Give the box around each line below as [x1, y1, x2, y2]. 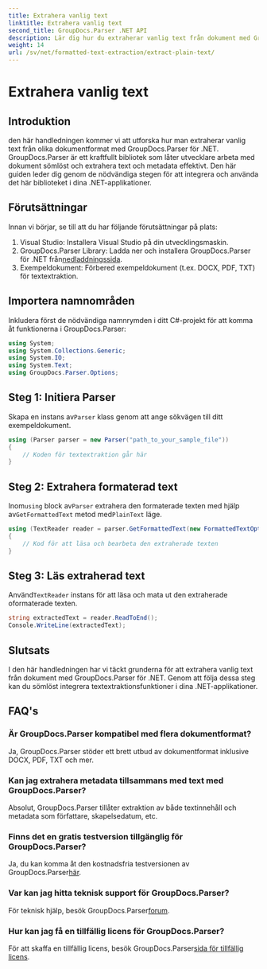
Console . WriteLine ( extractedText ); [8, 621, 126, 629]
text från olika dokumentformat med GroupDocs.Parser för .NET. [8, 144, 219, 154]
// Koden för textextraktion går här [22, 450, 148, 458]
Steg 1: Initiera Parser [8, 391, 116, 404]
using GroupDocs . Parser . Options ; [8, 369, 119, 377]
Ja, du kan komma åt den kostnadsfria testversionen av [8, 859, 190, 869]
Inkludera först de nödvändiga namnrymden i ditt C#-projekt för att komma [8, 315, 253, 325]
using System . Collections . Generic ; [8, 347, 126, 355]
